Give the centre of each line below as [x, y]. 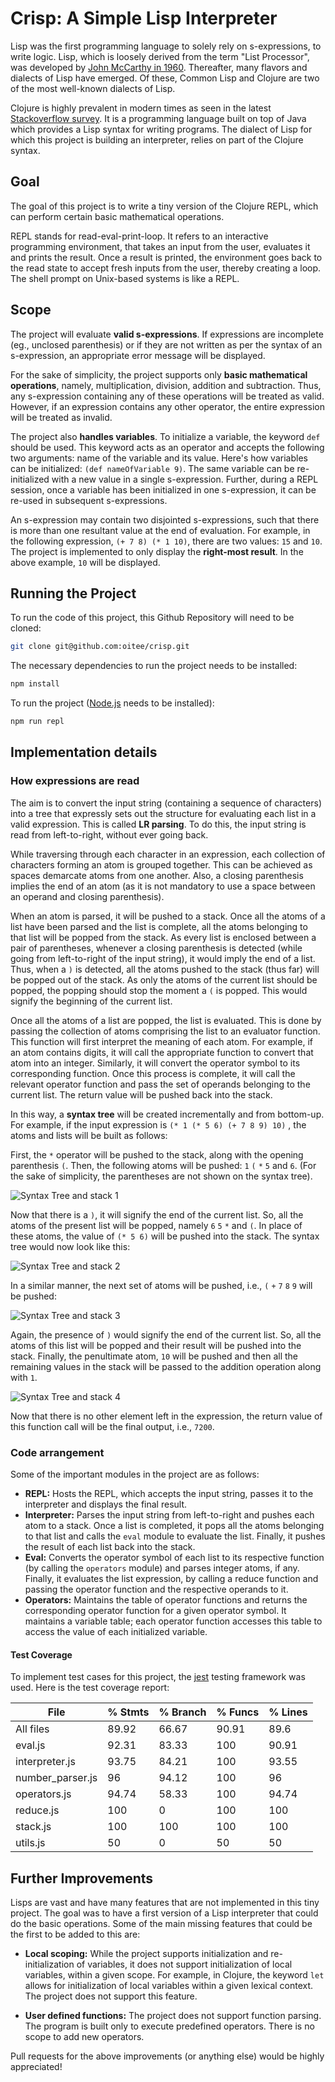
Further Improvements [82, 1878]
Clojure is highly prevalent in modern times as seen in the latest [141, 108]
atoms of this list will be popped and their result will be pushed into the [156, 1345]
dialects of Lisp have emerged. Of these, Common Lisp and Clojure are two [165, 78]
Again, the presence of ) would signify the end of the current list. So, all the [166, 1334]
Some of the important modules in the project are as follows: [135, 1474]
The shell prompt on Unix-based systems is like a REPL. [125, 278]
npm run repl [37, 722]
